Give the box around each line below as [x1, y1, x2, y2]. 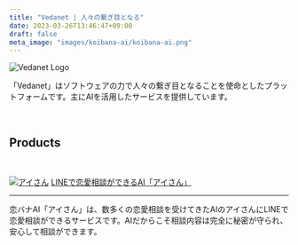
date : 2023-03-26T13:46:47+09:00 [9, 21, 133, 30]
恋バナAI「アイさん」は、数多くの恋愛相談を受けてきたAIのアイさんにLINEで [9, 204, 289, 215]
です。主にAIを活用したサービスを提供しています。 [47, 91, 232, 102]
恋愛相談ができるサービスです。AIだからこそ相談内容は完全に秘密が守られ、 [9, 215, 288, 226]
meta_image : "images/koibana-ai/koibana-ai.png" [9, 37, 192, 47]
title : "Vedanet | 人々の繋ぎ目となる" [9, 12, 145, 22]
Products [9, 135, 61, 150]
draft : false [9, 29, 58, 38]
